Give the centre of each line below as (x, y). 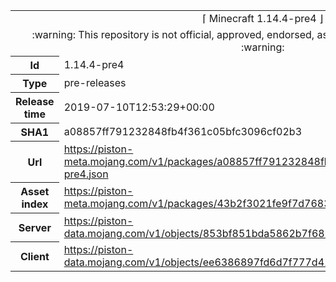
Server (35, 227)
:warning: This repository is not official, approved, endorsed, (173, 34)
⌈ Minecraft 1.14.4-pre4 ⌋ (263, 18)
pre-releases (95, 82)
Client (34, 256)
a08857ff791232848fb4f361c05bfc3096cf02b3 (183, 131)
